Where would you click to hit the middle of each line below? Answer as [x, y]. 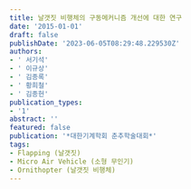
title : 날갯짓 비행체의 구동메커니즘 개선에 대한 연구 [96, 18]
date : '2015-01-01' [46, 26]
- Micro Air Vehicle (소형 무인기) [72, 161]
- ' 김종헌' [29, 94]
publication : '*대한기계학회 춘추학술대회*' [83, 136]
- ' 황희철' [29, 85]
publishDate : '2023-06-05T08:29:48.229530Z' [95, 43]
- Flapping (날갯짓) [45, 153]
